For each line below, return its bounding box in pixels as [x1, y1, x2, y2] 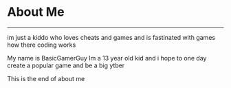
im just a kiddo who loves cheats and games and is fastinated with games [7, 33, 215, 41]
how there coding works [7, 41, 76, 49]
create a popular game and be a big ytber [7, 61, 125, 69]
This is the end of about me [7, 74, 85, 82]
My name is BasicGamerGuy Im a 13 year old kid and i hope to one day [7, 54, 207, 62]
